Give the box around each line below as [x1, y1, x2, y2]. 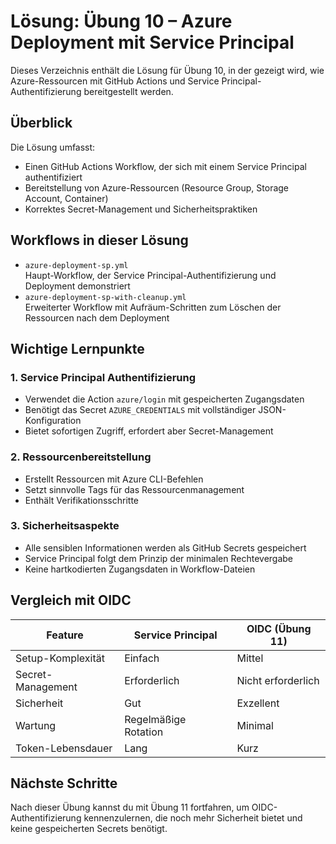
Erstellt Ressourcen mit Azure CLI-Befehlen [24, 473, 204, 485]
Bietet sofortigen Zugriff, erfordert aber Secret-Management [24, 425, 274, 437]
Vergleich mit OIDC [10, 592, 132, 609]
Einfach [124, 651, 160, 665]
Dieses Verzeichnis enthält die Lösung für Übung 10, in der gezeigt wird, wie [10, 64, 325, 76]
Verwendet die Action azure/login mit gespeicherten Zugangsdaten [24, 393, 305, 405]
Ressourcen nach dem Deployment [24, 311, 170, 324]
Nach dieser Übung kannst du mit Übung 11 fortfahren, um [10, 801, 250, 814]
